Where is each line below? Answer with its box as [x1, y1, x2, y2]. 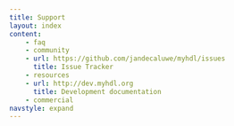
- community [25, 46, 70, 55]
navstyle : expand [9, 104, 74, 113]
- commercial [25, 95, 74, 105]
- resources [25, 71, 70, 80]
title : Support [9, 12, 66, 22]
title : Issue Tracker [32, 63, 114, 72]
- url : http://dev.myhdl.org [25, 79, 134, 88]
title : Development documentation [32, 87, 163, 96]
